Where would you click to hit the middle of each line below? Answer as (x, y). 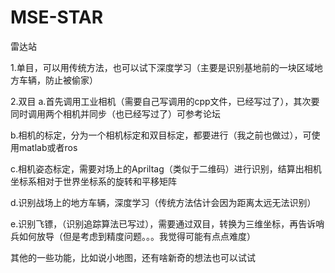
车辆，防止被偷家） (58, 80)
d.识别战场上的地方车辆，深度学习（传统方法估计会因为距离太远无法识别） (163, 202)
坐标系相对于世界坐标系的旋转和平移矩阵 (93, 181)
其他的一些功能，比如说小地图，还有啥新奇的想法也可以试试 (133, 257)
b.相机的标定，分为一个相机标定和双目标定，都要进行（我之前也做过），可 (161, 135)
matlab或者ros (48, 147)
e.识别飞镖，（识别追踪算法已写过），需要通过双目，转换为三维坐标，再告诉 (163, 223)
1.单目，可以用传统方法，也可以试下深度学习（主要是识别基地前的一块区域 (162, 67)
